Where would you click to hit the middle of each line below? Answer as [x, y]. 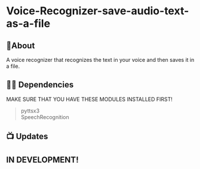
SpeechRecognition [45, 117]
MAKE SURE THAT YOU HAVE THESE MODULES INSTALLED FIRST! [90, 99]
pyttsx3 [30, 111]
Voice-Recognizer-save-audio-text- [98, 11]
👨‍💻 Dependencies [40, 85]
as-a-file [28, 24]
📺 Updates [27, 137]
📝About [21, 46]
